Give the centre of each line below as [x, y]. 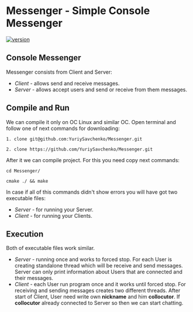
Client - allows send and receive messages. [67, 83]
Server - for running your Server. [54, 210]
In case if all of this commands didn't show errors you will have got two [92, 192]
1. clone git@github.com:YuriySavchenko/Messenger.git [74, 139]
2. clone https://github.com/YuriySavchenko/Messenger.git [80, 149]
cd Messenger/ [23, 171]
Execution [25, 234]
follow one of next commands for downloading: [63, 128]
